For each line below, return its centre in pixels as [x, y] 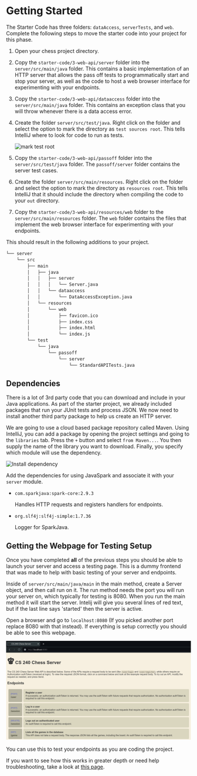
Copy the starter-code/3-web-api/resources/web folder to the [89, 212]
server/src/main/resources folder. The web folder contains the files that [100, 218]
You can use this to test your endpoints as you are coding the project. [90, 749]
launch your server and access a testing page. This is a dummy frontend [94, 566]
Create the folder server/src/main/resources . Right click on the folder [99, 182]
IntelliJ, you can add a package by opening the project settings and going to [98, 434]
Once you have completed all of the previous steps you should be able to [94, 560]
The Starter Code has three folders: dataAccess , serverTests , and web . [90, 27]
